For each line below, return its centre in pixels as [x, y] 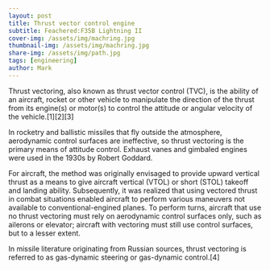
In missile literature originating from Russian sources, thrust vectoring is [128, 248]
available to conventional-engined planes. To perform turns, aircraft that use [135, 207]
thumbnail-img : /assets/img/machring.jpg [79, 46]
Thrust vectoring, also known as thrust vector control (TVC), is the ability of [134, 91]
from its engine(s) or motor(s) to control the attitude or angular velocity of [131, 108]
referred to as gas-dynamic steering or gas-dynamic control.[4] [114, 257]
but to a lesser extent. [44, 233]
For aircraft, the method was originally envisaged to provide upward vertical [134, 173]
